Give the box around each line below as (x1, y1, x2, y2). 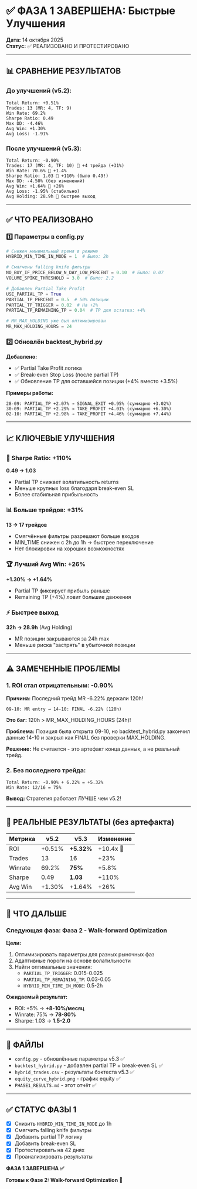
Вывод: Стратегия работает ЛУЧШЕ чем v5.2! (6, 795, 121, 802)
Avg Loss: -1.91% (6, 131, 49, 137)
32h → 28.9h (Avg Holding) (6, 624, 73, 631)
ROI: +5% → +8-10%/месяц (14, 1005, 85, 1012)
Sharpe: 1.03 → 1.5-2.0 (14, 1017, 71, 1024)
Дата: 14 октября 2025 (6, 36, 63, 43)
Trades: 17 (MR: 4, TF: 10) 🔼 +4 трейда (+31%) (6, 162, 125, 168)
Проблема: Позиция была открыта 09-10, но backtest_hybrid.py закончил (6, 728, 191, 735)
